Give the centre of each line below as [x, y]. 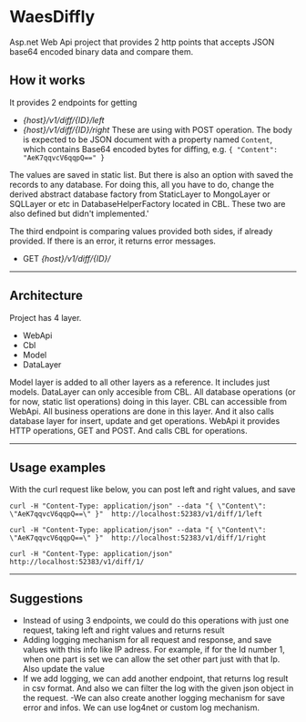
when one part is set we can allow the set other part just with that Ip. [151, 659]
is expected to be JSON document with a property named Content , [148, 139]
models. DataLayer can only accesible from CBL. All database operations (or [153, 392]
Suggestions [46, 598]
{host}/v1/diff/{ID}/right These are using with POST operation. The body [158, 129]
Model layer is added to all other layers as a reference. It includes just [140, 382]
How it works [47, 81]
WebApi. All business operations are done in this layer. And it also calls [142, 411]
